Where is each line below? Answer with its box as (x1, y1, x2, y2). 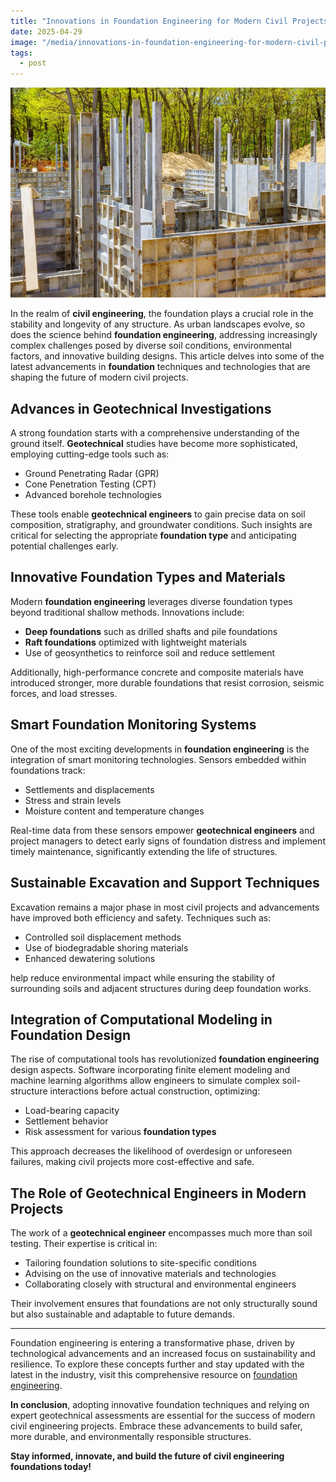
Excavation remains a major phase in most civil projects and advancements (10, 901, 320, 913)
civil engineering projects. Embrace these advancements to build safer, (10, 1420, 303, 1432)
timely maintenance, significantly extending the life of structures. (10, 845, 278, 857)
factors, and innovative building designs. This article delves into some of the (10, 350, 325, 362)
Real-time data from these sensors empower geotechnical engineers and (10, 824, 315, 836)
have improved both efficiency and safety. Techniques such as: (10, 911, 272, 924)
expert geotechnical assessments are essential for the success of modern (10, 1410, 316, 1422)
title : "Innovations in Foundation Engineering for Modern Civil (10, 16, 288, 26)
